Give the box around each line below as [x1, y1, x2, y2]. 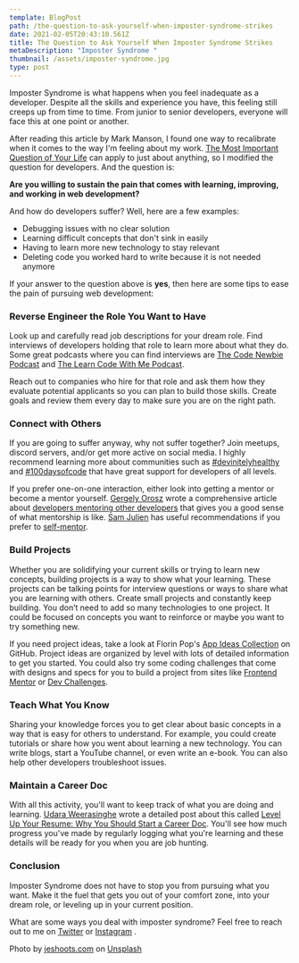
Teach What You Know [9, 699, 110, 711]
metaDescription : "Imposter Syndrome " [9, 46, 158, 55]
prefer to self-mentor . [9, 522, 88, 532]
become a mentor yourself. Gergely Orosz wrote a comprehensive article [9, 493, 278, 504]
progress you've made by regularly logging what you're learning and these [9, 828, 284, 839]
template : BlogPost [9, 13, 82, 22]
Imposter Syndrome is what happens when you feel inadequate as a [9, 87, 259, 98]
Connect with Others [9, 417, 102, 430]
